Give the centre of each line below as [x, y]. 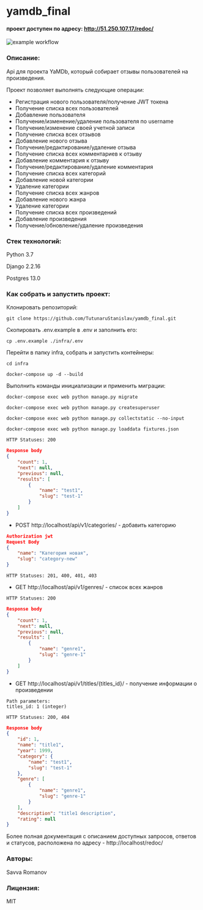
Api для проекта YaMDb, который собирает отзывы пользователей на [97, 71]
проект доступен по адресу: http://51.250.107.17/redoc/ [80, 28]
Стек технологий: [34, 241]
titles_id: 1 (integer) [37, 706]
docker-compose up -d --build [45, 375]
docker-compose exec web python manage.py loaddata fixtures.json [93, 429]
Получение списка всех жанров [57, 193]
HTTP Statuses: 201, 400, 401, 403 [52, 576]
